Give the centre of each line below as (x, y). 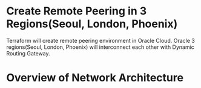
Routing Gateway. (28, 53)
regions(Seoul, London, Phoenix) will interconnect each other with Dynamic (100, 47)
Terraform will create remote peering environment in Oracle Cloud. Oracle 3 (100, 40)
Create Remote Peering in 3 (77, 11)
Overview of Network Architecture (95, 78)
